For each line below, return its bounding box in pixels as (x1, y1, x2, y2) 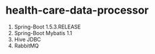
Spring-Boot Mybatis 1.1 (14, 29, 72, 36)
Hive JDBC (14, 36, 41, 43)
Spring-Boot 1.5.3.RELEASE (14, 23, 81, 30)
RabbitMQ (14, 42, 39, 49)
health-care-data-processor (5, 4, 149, 17)
